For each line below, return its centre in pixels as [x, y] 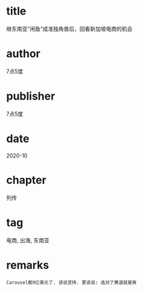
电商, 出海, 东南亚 [28, 240]
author [24, 54]
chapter [26, 180]
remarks [28, 265]
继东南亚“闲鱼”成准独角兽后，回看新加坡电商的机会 [69, 29]
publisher [31, 96]
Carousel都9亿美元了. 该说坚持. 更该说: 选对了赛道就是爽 [71, 282]
